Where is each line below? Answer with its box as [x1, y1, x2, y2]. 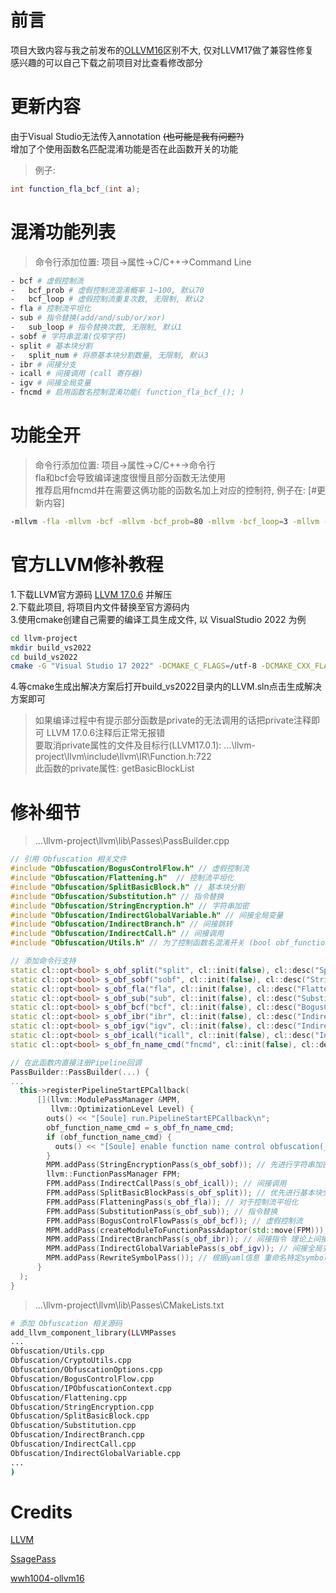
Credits [10, 1501, 73, 1523]
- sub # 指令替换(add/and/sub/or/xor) [10, 313, 167, 323]
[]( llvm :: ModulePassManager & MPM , [36, 1095, 182, 1105]
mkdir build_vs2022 [10, 642, 92, 653]
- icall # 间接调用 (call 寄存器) [10, 369, 144, 379]
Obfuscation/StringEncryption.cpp [10, 1402, 155, 1412]
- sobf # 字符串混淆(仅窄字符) [10, 331, 127, 341]
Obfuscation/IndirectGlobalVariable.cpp [10, 1448, 182, 1458]
